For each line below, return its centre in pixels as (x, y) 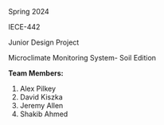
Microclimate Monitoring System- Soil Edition (82, 58)
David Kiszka (41, 97)
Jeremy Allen (41, 105)
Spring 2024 (29, 12)
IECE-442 (24, 27)
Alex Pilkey (38, 88)
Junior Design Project (44, 42)
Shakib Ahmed (44, 114)
